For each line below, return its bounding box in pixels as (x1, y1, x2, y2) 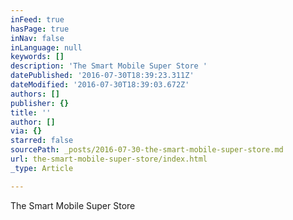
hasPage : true (10, 24, 70, 34)
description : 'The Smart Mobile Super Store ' (10, 61, 208, 71)
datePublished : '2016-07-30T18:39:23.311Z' (10, 71, 195, 81)
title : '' (10, 107, 52, 118)
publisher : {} (10, 98, 70, 108)
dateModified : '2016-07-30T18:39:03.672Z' (10, 80, 190, 90)
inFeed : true (10, 14, 65, 25)
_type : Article (10, 163, 74, 173)
